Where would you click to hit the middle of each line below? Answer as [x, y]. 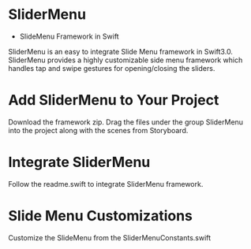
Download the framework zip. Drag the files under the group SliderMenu [126, 122]
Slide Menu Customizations [101, 216]
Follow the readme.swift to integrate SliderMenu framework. [106, 184]
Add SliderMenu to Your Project [114, 100]
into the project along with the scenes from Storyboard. [98, 130]
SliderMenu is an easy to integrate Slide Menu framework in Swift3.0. [120, 51]
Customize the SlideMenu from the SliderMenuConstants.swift [110, 237]
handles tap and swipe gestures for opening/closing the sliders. [112, 68]
